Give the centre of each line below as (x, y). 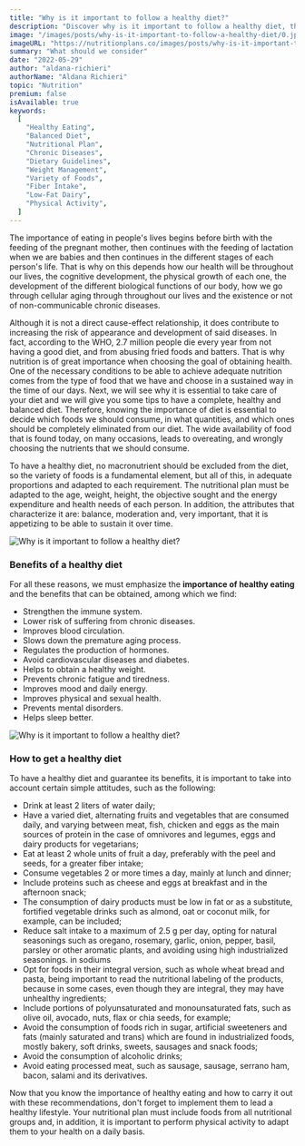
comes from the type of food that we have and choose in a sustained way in (152, 380)
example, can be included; (72, 921)
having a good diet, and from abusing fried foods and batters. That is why (148, 351)
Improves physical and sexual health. (92, 699)
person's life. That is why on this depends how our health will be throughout (152, 266)
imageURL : (28, 43)
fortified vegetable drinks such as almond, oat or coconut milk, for (146, 912)
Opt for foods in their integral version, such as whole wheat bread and (153, 970)
